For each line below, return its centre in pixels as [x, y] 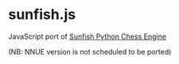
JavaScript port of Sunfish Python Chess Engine [88, 36]
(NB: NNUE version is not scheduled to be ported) [90, 51]
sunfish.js [42, 15]
